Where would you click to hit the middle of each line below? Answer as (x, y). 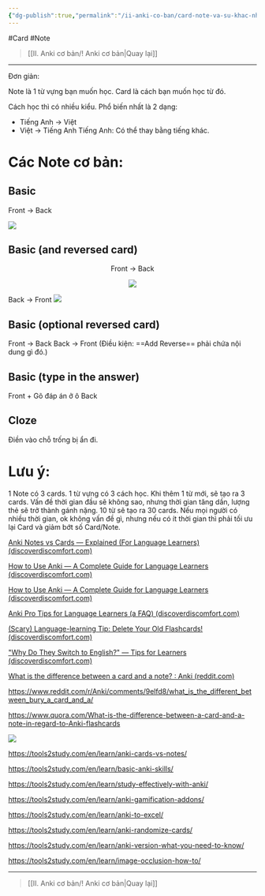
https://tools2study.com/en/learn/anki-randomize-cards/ (101, 830)
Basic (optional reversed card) (84, 324)
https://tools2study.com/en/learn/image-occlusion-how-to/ (105, 860)
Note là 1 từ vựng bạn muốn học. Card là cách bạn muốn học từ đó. (117, 91)
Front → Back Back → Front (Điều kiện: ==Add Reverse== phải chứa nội (125, 343)
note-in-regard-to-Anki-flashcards (64, 723)
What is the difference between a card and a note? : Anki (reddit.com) (121, 676)
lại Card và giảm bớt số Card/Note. (64, 527)
